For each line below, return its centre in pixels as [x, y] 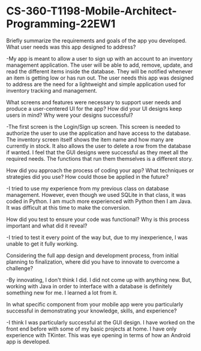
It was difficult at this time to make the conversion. [68, 207]
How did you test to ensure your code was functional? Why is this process [98, 219]
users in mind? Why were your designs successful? [70, 115]
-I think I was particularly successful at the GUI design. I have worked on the [100, 322]
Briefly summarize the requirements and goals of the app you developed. [97, 40]
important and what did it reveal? [47, 225]
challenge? [20, 268]
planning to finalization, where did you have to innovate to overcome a [93, 262]
